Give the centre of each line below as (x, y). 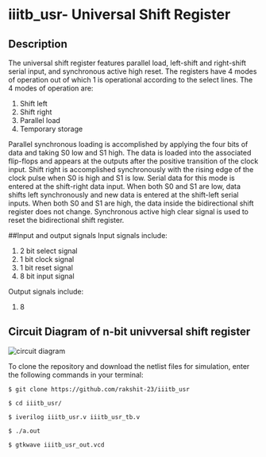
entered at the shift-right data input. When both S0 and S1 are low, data (124, 186)
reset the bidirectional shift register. (66, 220)
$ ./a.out (25, 431)
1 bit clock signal (47, 259)
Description (38, 44)
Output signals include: (46, 292)
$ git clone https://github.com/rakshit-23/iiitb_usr (99, 389)
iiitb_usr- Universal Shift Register (120, 15)
